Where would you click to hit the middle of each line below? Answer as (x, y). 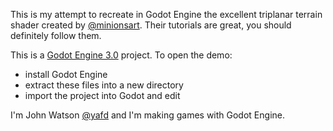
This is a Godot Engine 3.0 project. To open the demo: (121, 55)
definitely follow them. (56, 35)
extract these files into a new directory (104, 85)
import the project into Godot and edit (102, 95)
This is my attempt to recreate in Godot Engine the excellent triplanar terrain (166, 14)
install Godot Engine (66, 74)
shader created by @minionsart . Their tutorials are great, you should (151, 25)
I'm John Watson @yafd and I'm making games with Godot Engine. (147, 115)
